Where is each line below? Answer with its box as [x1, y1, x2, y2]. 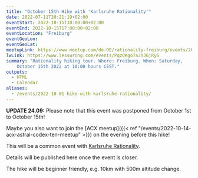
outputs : [6, 69, 28, 75]
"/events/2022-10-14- [138, 124, 192, 131]
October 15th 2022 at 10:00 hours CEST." [16, 63, 120, 70]
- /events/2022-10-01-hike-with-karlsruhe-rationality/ [11, 91, 151, 97]
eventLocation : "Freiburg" [6, 31, 72, 37]
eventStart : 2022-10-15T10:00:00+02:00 [6, 19, 104, 25]
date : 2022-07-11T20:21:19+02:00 [6, 14, 88, 20]
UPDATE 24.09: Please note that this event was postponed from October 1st [6, 107, 192, 114]
